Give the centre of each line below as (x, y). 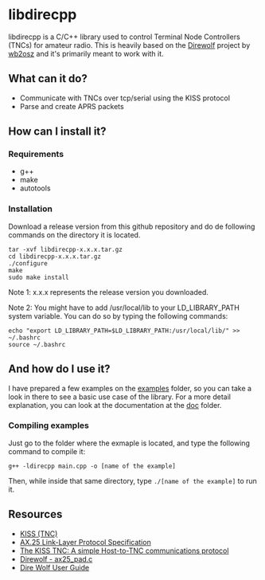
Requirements (36, 155)
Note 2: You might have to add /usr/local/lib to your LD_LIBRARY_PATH (124, 308)
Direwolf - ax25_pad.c (56, 558)
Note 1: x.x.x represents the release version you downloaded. (109, 292)
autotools (35, 188)
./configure (28, 263)
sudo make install (39, 277)
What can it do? (48, 78)
